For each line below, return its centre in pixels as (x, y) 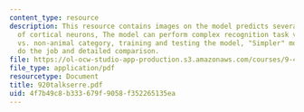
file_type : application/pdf (62, 69)
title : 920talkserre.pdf (56, 85)
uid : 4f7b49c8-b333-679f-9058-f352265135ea (93, 93)
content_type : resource (54, 18)
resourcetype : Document (54, 77)
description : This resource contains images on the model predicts (139, 26)
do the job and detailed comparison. (89, 51)
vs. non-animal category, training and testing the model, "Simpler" (151, 43)
